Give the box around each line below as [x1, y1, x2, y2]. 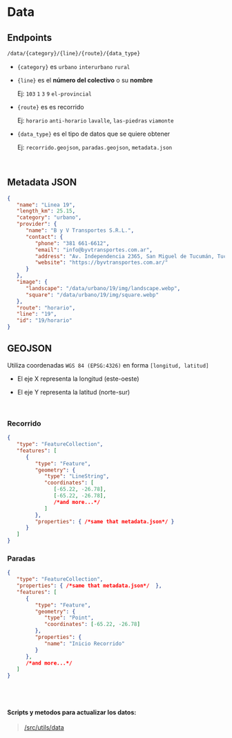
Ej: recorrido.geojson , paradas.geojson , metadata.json [17, 143, 173, 151]
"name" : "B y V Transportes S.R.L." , [25, 227, 135, 234]
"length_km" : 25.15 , [16, 208, 76, 215]
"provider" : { [16, 221, 57, 228]
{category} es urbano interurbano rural [17, 62, 130, 71]
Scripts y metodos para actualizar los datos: [7, 708, 137, 717]
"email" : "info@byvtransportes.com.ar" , [35, 246, 153, 253]
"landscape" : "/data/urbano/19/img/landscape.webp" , [25, 285, 181, 291]
